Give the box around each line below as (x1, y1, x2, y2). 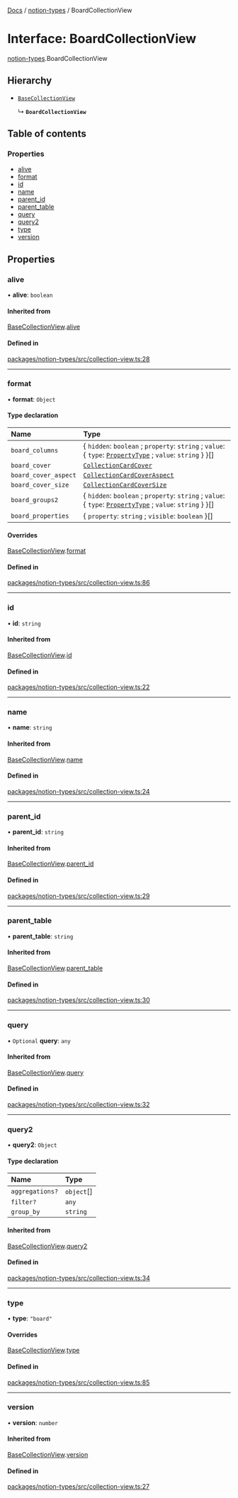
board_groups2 (11, 496, 59, 504)
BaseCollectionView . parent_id (7, 860, 94, 868)
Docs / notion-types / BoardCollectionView (7, 6, 132, 14)
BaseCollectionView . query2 (7, 1242, 88, 1250)
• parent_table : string (7, 931, 74, 941)
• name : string (7, 723, 52, 732)
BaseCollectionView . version (7, 1451, 89, 1459)
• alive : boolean (7, 290, 53, 300)
